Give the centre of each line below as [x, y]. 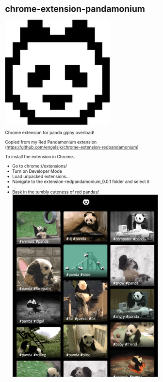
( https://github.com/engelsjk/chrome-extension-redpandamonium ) [72, 147]
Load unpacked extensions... [41, 176]
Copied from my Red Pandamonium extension [51, 142]
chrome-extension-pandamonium [75, 9]
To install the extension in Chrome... [41, 156]
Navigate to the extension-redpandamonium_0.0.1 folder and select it [81, 182]
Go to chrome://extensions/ [40, 166]
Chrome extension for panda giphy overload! [50, 132]
